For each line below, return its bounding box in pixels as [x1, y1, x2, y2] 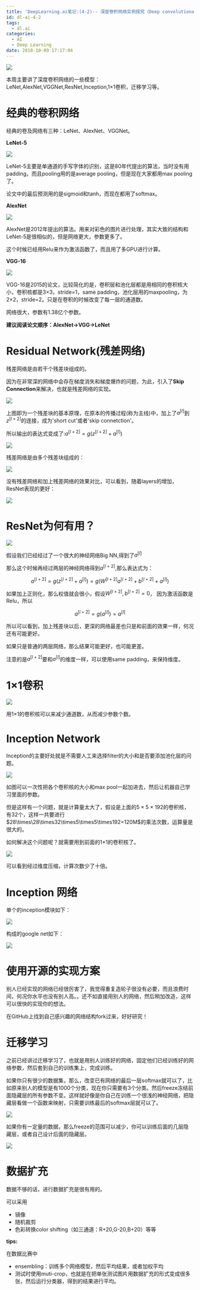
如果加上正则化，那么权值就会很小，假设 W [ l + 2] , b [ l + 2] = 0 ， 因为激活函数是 [6, 589, 193, 597]
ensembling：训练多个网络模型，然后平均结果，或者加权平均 [14, 1263, 164, 1270]
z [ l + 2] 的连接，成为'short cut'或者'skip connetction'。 [6, 416, 137, 424]
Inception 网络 [6, 885, 78, 899]
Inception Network [6, 732, 101, 745]
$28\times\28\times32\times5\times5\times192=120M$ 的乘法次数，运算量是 [6, 819, 193, 826]
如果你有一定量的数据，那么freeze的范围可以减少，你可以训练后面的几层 [6, 1123, 184, 1130]
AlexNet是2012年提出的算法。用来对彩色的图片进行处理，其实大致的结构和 [6, 225, 189, 232]
